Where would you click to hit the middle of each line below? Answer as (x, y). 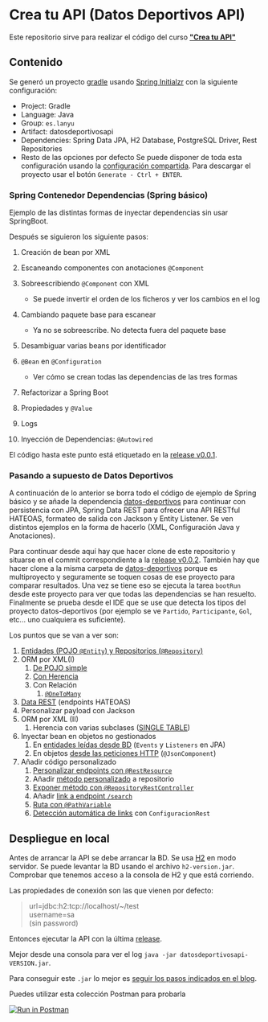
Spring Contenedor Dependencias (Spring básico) (108, 195)
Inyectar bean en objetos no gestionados (88, 737)
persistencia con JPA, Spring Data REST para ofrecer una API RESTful (124, 510)
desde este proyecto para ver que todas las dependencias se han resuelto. (133, 594)
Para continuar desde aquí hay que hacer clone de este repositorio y (122, 552)
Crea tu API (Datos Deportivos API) (127, 15)
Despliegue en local (59, 838)
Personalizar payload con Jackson (78, 711)
